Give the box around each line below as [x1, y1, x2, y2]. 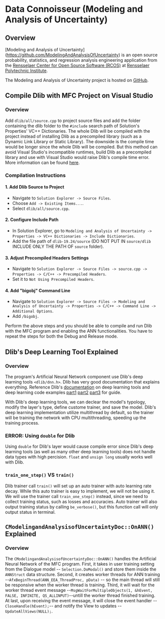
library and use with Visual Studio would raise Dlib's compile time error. [5, 154, 150, 160]
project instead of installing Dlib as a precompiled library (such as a [5, 133, 142, 139]
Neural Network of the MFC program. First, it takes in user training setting [5, 561, 155, 567]
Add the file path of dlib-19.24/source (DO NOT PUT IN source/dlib [12, 238, 151, 244]
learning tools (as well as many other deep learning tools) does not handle [5, 449, 156, 455]
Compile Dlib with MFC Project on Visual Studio [5, 91, 154, 100]
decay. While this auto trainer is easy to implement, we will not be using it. [5, 488, 155, 494]
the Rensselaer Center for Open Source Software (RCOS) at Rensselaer [5, 63, 150, 68]
